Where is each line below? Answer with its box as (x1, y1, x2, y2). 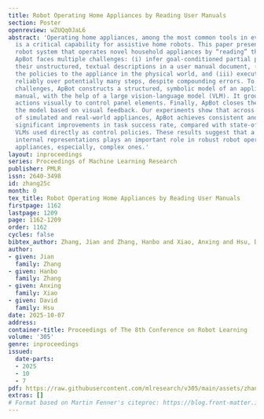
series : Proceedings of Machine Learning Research (8, 158, 178, 166)
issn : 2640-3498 (8, 172, 61, 181)
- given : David (8, 296, 58, 304)
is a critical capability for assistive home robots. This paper (15, 41, 234, 49)
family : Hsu (15, 303, 55, 311)
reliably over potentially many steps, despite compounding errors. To (15, 77, 255, 85)
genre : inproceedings (8, 340, 79, 348)
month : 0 (8, 186, 37, 195)
